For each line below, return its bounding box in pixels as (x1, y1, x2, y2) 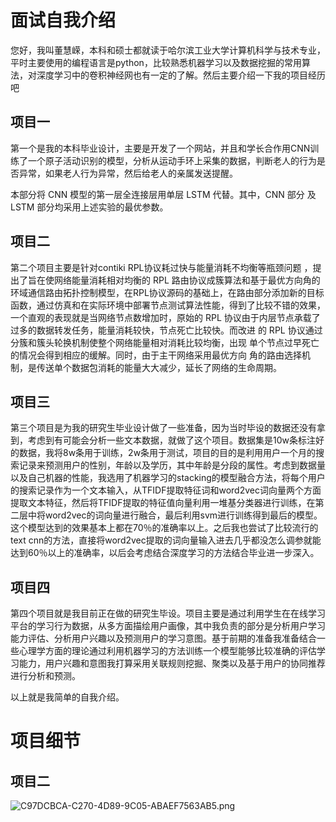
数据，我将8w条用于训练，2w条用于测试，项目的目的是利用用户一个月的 (18, 447, 317, 459)
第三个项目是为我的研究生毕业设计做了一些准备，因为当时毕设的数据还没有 (10, 422, 317, 434)
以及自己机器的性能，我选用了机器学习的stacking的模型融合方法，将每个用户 (10, 472, 326, 484)
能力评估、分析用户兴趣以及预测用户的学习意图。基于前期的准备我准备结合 (10, 632, 317, 645)
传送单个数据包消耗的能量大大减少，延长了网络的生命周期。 (36, 361, 282, 373)
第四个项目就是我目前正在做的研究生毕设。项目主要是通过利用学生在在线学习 (10, 607, 326, 620)
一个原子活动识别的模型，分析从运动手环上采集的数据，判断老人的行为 (27, 154, 317, 166)
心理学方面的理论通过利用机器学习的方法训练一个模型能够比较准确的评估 (18, 645, 317, 657)
